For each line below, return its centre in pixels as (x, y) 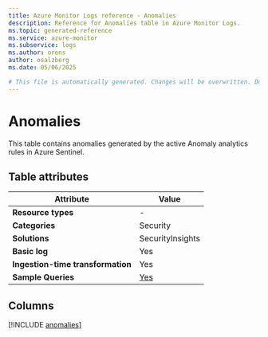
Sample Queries (43, 277)
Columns (31, 306)
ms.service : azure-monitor (53, 38)
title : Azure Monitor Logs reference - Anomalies (93, 16)
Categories (34, 225)
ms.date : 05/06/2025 (43, 68)
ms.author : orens (37, 53)
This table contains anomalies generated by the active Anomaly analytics (128, 143)
